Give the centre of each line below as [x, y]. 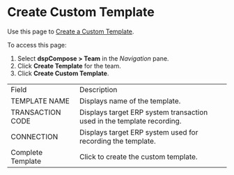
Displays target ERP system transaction [144, 112]
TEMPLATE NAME [40, 100]
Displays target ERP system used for [139, 132]
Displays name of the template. [130, 100]
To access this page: [37, 45]
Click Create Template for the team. [69, 66]
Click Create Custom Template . [63, 73]
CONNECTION [34, 137]
